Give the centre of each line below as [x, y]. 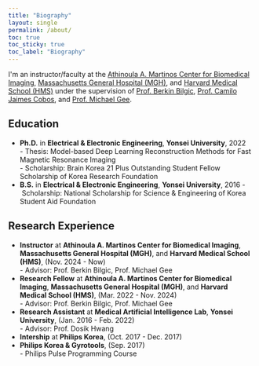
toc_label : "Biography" [47, 52]
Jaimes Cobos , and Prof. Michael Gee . [70, 99]
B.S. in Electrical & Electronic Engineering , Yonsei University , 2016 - [132, 185]
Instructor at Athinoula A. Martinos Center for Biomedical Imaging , [130, 245]
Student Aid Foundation [58, 201]
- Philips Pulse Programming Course [78, 353]
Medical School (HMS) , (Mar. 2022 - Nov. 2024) [98, 295]
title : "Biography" [40, 15]
